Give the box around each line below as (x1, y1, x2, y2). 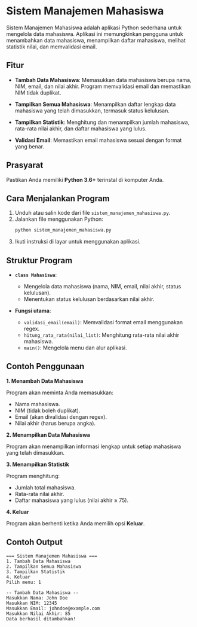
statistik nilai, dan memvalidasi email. (6, 43, 97, 50)
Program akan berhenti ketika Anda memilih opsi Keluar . (6, 519, 145, 527)
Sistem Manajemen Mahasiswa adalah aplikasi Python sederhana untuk (6, 24, 182, 31)
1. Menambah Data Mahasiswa (6, 377, 84, 384)
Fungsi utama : (14, 307, 51, 315)
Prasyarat (6, 160, 44, 171)
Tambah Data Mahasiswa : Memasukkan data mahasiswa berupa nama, (14, 76, 192, 83)
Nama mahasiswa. (14, 400, 61, 407)
